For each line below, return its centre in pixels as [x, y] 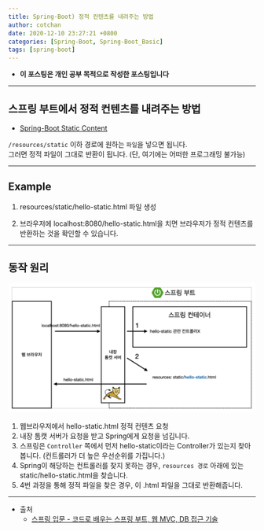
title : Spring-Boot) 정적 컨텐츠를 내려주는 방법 [81, 17]
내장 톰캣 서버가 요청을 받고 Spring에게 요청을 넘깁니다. [104, 436]
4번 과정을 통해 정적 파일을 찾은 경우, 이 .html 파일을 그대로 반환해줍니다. [131, 485]
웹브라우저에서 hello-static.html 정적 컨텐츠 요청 [94, 426]
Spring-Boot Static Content [63, 128]
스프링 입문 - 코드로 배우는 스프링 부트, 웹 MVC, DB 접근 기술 [125, 518]
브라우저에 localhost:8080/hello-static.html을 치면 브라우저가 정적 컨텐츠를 [136, 223]
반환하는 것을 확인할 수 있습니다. [69, 233]
